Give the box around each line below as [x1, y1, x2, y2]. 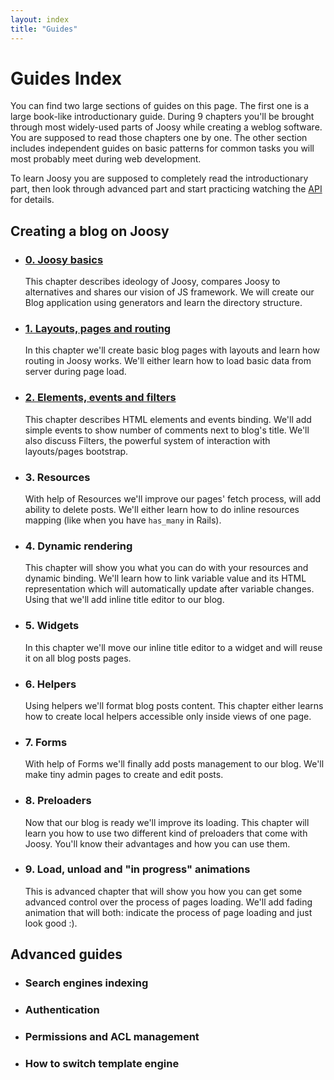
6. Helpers [24, 677, 77, 691]
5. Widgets [24, 619, 80, 633]
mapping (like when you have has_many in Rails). [24, 514, 222, 526]
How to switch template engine [24, 1056, 180, 1070]
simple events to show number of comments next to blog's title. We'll [24, 424, 310, 436]
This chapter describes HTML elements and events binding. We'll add [24, 413, 312, 425]
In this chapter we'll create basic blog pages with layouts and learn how [24, 344, 320, 356]
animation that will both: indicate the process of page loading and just [24, 906, 313, 918]
